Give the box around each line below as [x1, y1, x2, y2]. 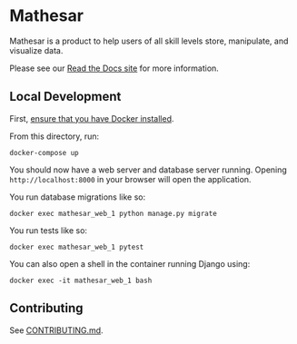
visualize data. [9, 44, 64, 55]
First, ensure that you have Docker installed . [9, 113, 174, 123]
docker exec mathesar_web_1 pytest [9, 242, 144, 251]
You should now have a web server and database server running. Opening [9, 164, 288, 175]
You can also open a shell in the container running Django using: [9, 258, 251, 269]
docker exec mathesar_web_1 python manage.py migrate [9, 209, 218, 218]
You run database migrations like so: [9, 192, 146, 202]
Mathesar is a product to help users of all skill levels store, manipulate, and [9, 35, 289, 46]
